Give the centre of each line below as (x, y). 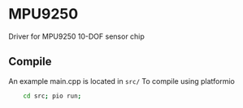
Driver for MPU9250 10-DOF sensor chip (76, 36)
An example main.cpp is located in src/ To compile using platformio (122, 81)
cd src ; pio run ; (52, 96)
